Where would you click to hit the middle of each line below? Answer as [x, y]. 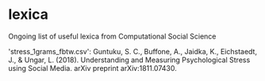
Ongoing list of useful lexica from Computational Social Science [112, 36]
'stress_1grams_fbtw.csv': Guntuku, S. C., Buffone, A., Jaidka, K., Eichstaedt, [133, 51]
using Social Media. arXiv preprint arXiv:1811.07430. [92, 68]
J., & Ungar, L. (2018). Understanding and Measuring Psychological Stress [129, 60]
